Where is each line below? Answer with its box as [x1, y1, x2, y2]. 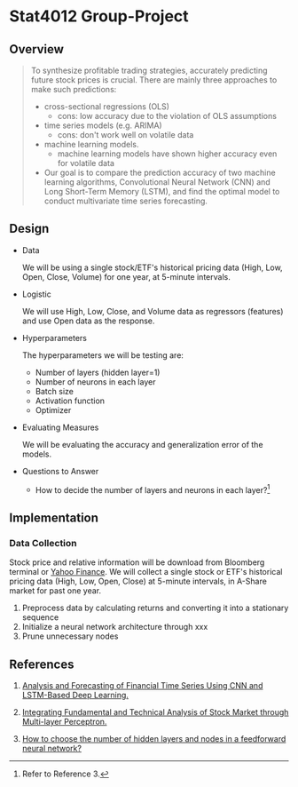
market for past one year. [9, 585, 102, 596]
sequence [21, 612, 59, 623]
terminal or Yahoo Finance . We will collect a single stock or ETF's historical [9, 567, 283, 577]
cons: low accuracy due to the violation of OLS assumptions [57, 111, 278, 121]
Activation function [35, 395, 105, 406]
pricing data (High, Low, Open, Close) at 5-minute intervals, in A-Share [9, 576, 268, 587]
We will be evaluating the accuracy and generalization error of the [21, 439, 263, 449]
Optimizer [35, 404, 72, 415]
